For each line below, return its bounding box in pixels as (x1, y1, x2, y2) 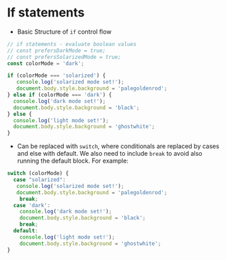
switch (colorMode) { (7, 170, 69, 177)
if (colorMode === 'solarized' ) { (7, 72, 106, 80)
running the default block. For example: (16, 156, 129, 165)
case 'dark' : (13, 202, 51, 209)
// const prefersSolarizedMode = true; (7, 54, 122, 60)
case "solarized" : (13, 176, 67, 183)
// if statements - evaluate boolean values (7, 40, 137, 47)
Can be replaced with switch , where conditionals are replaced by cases (16, 142, 220, 150)
